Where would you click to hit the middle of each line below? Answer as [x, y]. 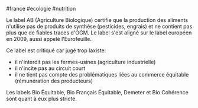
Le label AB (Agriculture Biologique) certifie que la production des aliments [97, 20]
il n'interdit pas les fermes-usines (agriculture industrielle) [85, 62]
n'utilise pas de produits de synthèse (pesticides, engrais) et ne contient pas [99, 26]
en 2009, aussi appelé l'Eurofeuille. [49, 39]
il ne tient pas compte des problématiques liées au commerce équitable [102, 74]
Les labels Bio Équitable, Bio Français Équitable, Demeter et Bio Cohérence [98, 92]
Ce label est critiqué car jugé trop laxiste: [56, 50]
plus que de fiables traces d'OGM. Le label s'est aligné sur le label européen [99, 33]
